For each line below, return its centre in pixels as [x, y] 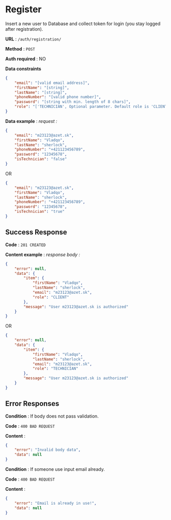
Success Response [36, 232]
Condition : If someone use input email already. [55, 469]
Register [23, 9]
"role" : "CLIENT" [51, 297]
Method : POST [20, 49]
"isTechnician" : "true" [40, 212]
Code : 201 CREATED [25, 245]
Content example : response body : [43, 254]
